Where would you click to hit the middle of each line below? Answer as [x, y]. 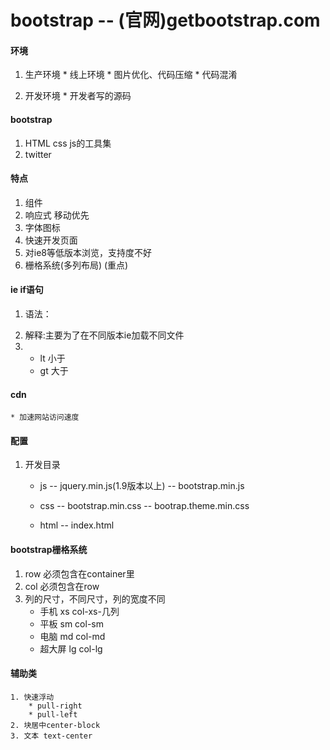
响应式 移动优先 [57, 215]
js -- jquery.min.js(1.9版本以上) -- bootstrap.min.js [142, 486]
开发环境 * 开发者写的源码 [78, 96]
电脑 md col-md [72, 636]
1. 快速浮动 [32, 697]
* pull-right [55, 706]
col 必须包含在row [62, 586]
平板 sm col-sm [71, 623]
